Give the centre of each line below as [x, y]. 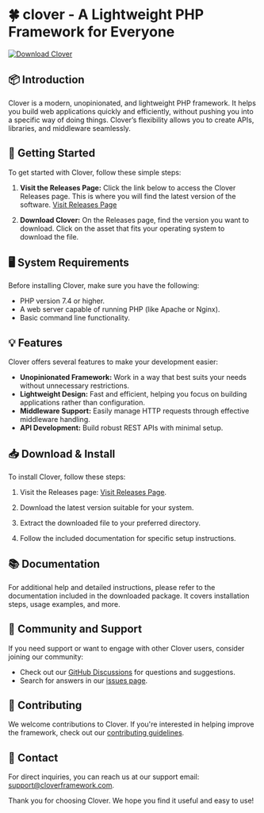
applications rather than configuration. [82, 403]
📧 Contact [33, 758]
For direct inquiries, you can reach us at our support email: [104, 777]
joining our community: [46, 657]
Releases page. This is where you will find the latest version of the [128, 196]
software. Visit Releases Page [68, 205]
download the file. [49, 236]
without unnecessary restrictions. [74, 385]
